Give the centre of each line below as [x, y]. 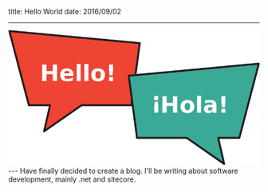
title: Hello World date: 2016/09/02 [65, 12]
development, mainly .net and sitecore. [72, 179]
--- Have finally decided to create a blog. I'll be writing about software [123, 171]
